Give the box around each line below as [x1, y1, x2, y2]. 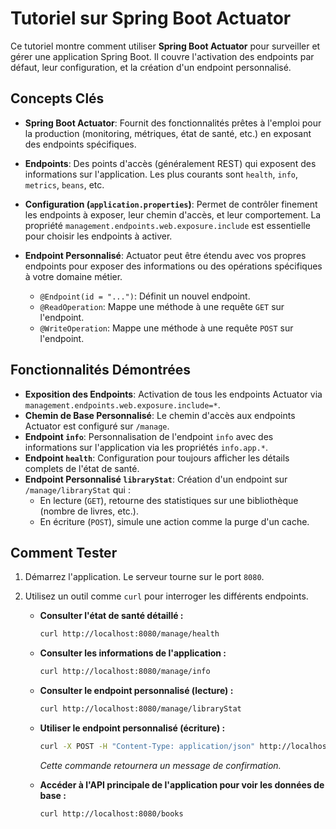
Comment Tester [10, 544, 118, 561]
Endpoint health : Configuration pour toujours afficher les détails [24, 452, 290, 464]
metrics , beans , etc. [24, 178, 105, 191]
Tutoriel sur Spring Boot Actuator [10, 7, 292, 30]
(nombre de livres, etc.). [39, 505, 139, 517]
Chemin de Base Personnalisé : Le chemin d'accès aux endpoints [24, 409, 296, 421]
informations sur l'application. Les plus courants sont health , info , [24, 168, 299, 180]
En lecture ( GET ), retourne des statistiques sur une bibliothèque [39, 494, 299, 506]
